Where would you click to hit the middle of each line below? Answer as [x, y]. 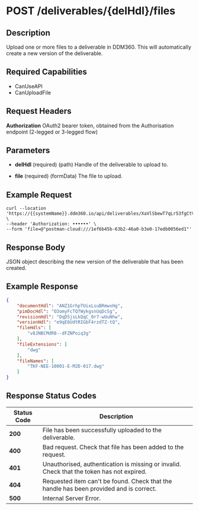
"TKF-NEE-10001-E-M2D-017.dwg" [66, 366]
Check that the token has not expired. [94, 471]
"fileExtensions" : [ [42, 344]
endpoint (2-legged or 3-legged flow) [52, 132]
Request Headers [39, 111]
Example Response [42, 287]
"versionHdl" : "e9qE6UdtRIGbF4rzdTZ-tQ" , [68, 322]
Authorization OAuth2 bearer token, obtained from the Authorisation [90, 125]
